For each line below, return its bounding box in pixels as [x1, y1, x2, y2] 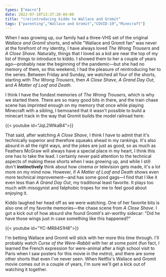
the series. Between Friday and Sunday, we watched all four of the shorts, [5, 71, 156, 77]
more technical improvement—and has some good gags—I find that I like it [5, 174, 158, 180]
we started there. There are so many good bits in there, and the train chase [5, 97, 159, 103]
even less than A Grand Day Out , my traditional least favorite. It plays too [5, 180, 154, 186]
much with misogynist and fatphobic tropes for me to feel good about [5, 185, 147, 191]
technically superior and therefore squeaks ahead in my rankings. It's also [5, 138, 156, 143]
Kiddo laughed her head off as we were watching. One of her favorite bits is [5, 200, 160, 206]
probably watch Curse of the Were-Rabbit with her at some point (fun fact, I [5, 240, 160, 246]
